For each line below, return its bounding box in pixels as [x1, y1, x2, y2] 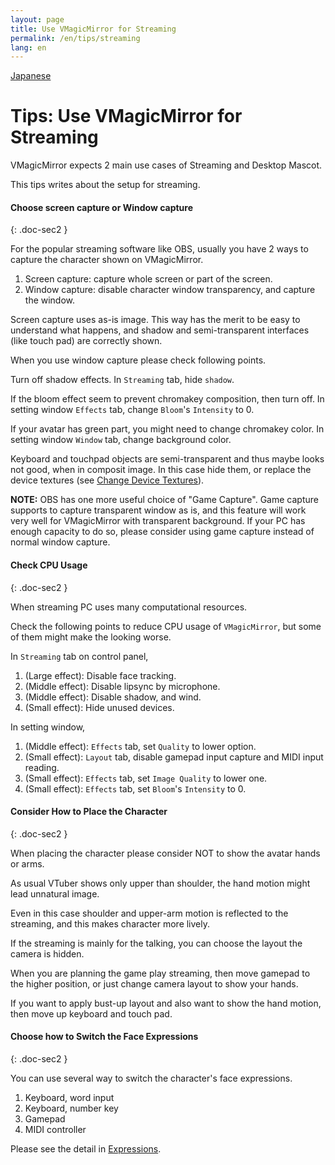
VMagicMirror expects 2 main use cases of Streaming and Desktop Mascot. [10, 159, 323, 171]
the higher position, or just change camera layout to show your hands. [10, 977, 299, 990]
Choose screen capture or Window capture [10, 201, 194, 213]
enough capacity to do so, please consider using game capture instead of [10, 526, 315, 538]
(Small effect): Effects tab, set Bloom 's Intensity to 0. [24, 782, 247, 795]
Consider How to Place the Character [10, 806, 168, 818]
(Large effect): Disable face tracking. [24, 669, 177, 681]
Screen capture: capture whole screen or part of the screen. [24, 273, 273, 285]
